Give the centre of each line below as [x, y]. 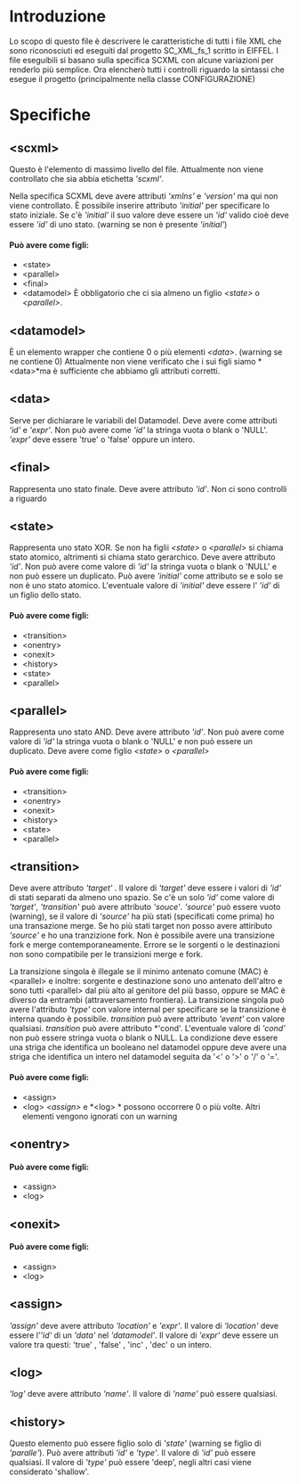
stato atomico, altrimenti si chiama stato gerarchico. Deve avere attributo [142, 557]
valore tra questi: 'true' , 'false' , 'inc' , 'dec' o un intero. [110, 1344]
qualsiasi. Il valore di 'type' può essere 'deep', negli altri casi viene [130, 1463]
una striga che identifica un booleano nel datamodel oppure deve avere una [148, 1047]
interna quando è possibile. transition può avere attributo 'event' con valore [147, 1019]
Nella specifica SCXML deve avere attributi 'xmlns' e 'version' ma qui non [144, 196]
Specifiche [50, 115]
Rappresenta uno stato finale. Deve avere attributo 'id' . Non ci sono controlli [148, 488]
